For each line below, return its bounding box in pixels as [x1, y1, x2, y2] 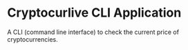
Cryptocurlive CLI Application [7, 5, 182, 21]
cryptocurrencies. [7, 35, 58, 43]
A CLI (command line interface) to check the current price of [7, 28, 180, 36]
